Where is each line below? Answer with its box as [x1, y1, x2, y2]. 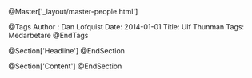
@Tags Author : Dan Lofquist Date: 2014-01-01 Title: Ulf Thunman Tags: [8, 22, 245, 31]
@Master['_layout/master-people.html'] [8, 7, 138, 16]
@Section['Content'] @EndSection [8, 61, 122, 71]
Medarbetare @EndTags [8, 31, 89, 40]
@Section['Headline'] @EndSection [8, 46, 126, 55]
